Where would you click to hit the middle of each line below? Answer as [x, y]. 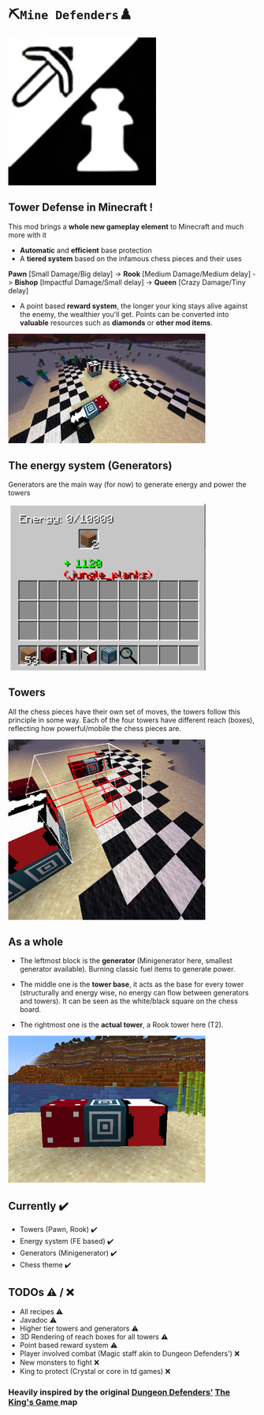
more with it [28, 235]
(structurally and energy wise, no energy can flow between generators [134, 993]
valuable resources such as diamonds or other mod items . [116, 323]
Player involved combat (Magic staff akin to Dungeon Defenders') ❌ [130, 1353]
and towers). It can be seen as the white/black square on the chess [128, 1001]
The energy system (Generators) [90, 465]
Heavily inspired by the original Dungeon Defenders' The [119, 1392]
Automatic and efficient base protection [86, 250]
